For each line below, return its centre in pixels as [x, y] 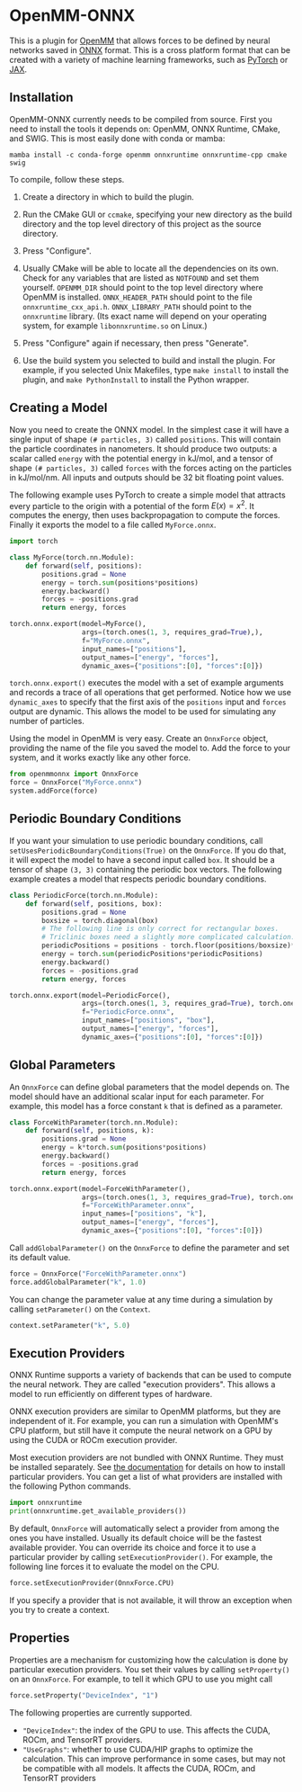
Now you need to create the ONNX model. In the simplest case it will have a [149, 429]
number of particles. [47, 721]
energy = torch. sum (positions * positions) [120, 582]
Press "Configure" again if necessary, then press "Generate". [135, 343]
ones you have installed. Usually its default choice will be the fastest [136, 1538]
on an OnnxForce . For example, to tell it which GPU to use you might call [141, 1679]
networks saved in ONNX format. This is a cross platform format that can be [150, 49]
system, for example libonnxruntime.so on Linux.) [115, 326]
